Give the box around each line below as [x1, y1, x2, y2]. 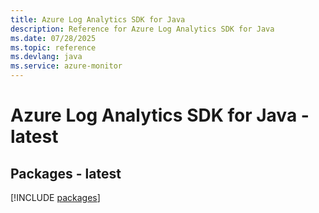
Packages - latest [10, 165, 122, 182]
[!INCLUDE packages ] [10, 192, 101, 203]
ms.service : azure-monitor [10, 61, 123, 71]
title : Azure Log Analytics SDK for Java [10, 14, 186, 25]
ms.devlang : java [10, 52, 83, 62]
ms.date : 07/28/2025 [10, 33, 97, 43]
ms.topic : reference [10, 42, 97, 53]
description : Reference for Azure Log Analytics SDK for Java [10, 24, 275, 34]
